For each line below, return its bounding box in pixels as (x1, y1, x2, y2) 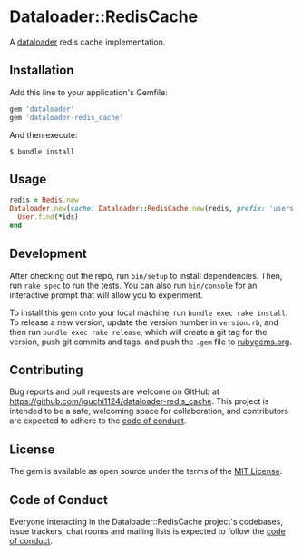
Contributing (9, 362, 83, 378)
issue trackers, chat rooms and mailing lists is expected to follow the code (9, 526, 286, 537)
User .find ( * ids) (17, 213, 79, 222)
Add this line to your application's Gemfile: (9, 86, 168, 97)
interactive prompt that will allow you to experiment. (9, 289, 203, 301)
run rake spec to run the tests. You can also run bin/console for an (9, 280, 258, 291)
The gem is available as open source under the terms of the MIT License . (9, 466, 283, 477)
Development (9, 246, 88, 262)
